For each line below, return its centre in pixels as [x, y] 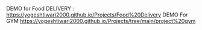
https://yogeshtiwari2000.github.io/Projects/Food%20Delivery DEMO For [97, 15]
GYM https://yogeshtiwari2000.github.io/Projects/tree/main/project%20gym [101, 21]
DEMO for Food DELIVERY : [40, 9]
